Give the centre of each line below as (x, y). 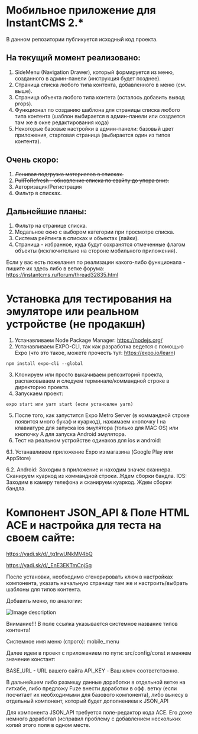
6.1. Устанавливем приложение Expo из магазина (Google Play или (90, 452)
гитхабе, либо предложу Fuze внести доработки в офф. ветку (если (92, 688)
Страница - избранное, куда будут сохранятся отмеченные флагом (100, 245)
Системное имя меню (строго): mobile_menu (63, 642)
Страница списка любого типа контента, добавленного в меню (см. (100, 85)
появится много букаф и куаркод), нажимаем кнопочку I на (90, 422)
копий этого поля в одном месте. (48, 725)
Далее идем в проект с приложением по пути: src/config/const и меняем (99, 653)
